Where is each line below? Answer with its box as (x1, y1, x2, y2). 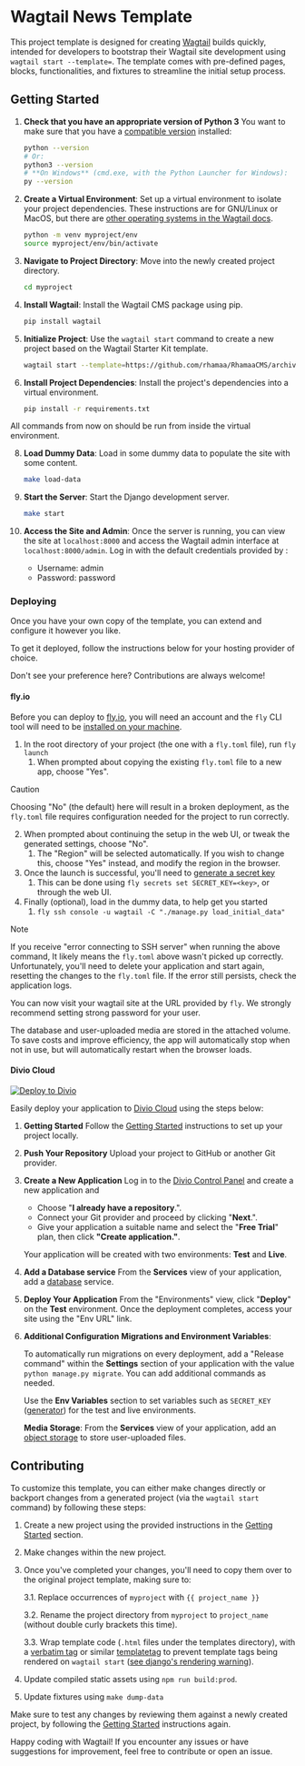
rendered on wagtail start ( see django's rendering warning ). (23, 1656, 254, 1667)
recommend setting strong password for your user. (10, 1007, 201, 1018)
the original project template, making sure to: (23, 1574, 192, 1585)
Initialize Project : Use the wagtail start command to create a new (23, 333, 275, 344)
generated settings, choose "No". (23, 838, 149, 849)
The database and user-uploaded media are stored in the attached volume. (10, 1024, 291, 1035)
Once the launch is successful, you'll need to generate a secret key (23, 867, 276, 878)
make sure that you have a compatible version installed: (23, 126, 232, 136)
